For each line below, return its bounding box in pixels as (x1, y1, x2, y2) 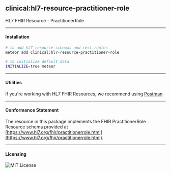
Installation (5, 34, 30, 40)
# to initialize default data (5, 59, 70, 64)
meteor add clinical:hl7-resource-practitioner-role (5, 50, 120, 55)
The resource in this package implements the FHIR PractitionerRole (5, 118, 146, 124)
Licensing (5, 151, 27, 157)
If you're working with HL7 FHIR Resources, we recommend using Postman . (5, 91, 164, 97)
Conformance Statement (5, 107, 59, 113)
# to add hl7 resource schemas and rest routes (5, 45, 108, 50)
